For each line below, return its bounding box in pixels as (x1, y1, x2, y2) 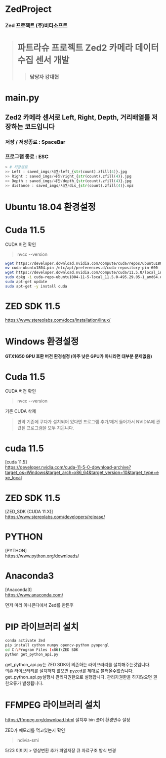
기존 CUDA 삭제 (5, 408, 36, 414)
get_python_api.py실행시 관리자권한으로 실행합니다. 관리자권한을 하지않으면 (5, 674, 152, 680)
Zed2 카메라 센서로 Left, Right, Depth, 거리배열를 (5, 113, 151, 121)
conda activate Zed (5, 638, 45, 643)
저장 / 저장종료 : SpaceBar (5, 138, 66, 145)
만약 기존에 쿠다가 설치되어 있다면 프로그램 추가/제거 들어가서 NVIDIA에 (17, 419, 155, 425)
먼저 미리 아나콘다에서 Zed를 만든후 (5, 602, 74, 608)
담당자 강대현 (29, 73, 59, 80)
